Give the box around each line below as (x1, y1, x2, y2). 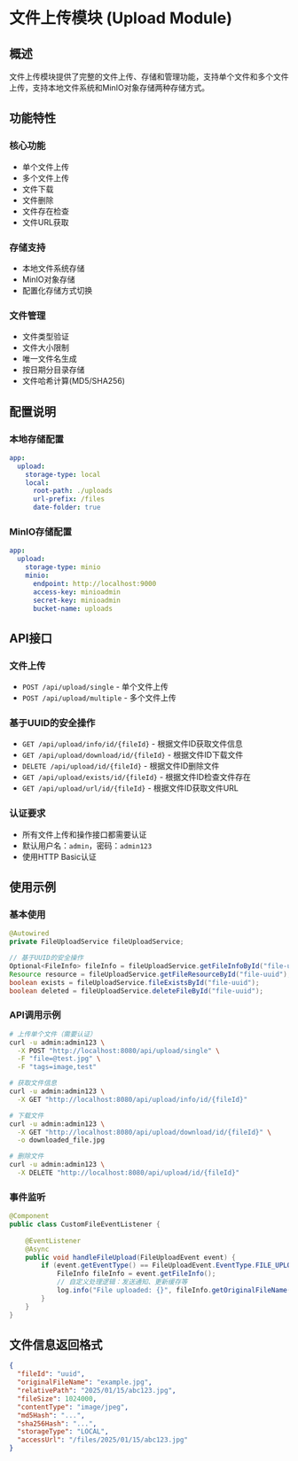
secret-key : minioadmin (32, 596, 122, 605)
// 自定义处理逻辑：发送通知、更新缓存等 (56, 1277, 188, 1286)
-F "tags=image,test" (17, 1063, 98, 1072)
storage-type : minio (25, 563, 101, 572)
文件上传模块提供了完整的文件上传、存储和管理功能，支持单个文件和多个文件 (9, 72, 289, 82)
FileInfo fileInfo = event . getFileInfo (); (56, 1270, 216, 1278)
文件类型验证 (21, 332, 69, 342)
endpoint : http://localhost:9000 (32, 579, 157, 588)
